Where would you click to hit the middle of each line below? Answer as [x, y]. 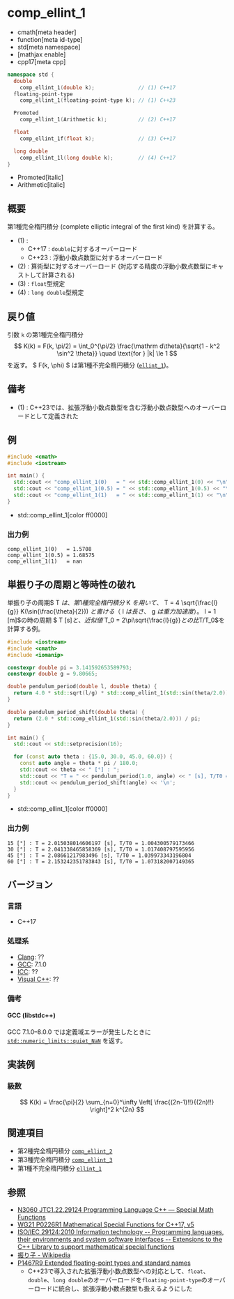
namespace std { [31, 75]
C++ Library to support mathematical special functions [96, 1247]
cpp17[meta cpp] [41, 61]
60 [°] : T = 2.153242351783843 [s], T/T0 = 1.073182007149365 [101, 861]
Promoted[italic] [40, 177]
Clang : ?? [31, 957]
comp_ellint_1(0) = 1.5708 [49, 549]
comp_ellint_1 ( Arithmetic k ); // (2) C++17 [98, 120]
